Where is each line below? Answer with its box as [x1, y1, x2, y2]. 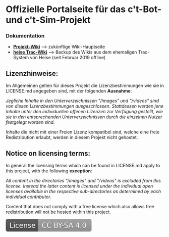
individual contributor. [6, 194, 51, 200]
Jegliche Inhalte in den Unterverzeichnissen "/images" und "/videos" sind [6, 98, 159, 104]
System [13, 55, 29, 61]
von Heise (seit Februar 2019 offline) [30, 55, 106, 61]
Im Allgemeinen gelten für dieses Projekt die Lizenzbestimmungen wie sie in [6, 82, 164, 89]
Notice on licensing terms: [6, 149, 90, 158]
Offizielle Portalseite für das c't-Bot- [6, 4, 162, 15]
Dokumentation [6, 32, 45, 39]
